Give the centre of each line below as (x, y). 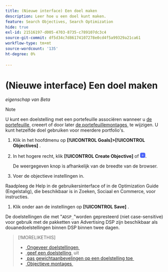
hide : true (17, 27)
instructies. (17, 197)
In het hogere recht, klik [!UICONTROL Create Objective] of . (80, 156)
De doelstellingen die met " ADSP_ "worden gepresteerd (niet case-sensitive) (84, 217)
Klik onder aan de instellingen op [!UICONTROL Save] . (71, 207)
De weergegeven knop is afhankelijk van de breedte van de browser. (85, 166)
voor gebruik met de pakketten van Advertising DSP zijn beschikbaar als (81, 222)
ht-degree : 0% (20, 54)
